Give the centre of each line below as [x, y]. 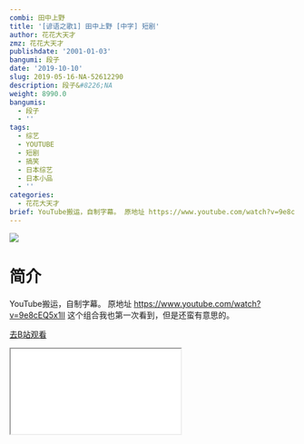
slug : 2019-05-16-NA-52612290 [67, 77]
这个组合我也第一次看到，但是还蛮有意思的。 [150, 315]
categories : [32, 195]
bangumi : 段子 [35, 60]
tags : [20, 128]
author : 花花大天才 [43, 35]
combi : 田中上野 [37, 18]
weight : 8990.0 [38, 94]
